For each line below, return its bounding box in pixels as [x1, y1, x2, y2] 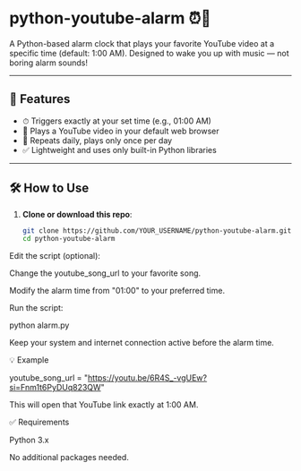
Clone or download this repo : [21, 209, 133, 219]
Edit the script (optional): [9, 251, 101, 261]
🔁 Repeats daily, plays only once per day [21, 134, 173, 146]
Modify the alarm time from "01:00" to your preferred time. [9, 286, 226, 296]
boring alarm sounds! [9, 57, 88, 68]
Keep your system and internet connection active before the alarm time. [9, 338, 275, 348]
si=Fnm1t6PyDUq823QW [9, 382, 101, 393]
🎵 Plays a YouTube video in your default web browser [21, 125, 219, 136]
